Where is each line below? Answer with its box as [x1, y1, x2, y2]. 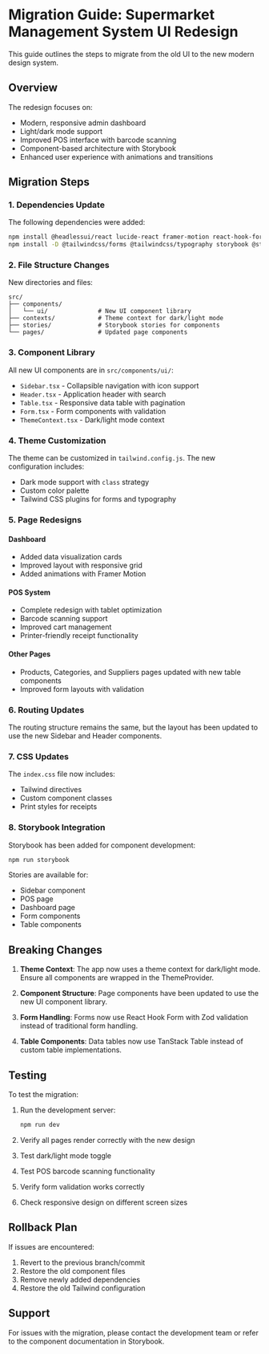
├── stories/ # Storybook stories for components [8, 321, 220, 330]
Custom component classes [19, 793, 113, 803]
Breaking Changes [8, 943, 102, 957]
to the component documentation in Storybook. [8, 1336, 165, 1346]
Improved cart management [19, 622, 112, 632]
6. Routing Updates [8, 704, 85, 715]
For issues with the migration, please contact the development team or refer [8, 1328, 259, 1337]
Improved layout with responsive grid [19, 560, 143, 571]
